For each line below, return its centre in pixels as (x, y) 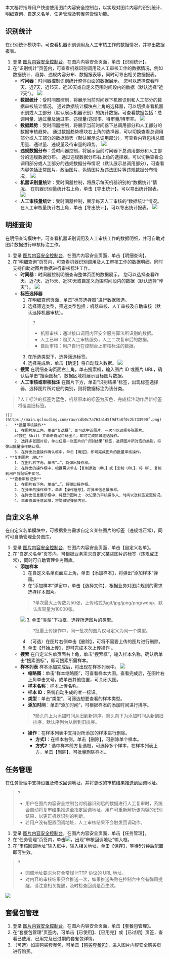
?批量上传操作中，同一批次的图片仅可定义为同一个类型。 (92, 631)
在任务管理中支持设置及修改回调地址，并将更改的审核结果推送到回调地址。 (83, 783)
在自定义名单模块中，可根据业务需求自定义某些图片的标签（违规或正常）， (82, 530)
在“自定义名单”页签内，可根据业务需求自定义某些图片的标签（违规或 (83, 554)
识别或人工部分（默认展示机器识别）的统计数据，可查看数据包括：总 (91, 112)
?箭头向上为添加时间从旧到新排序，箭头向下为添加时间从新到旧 (98, 716)
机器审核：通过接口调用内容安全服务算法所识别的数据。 (98, 333)
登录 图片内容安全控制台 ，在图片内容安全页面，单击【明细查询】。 (81, 255)
